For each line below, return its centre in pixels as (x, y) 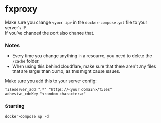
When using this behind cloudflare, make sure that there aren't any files (84, 66)
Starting (15, 106)
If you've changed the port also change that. (50, 33)
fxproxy (21, 9)
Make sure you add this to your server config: (51, 81)
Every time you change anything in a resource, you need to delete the (82, 56)
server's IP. (16, 27)
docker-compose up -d (27, 116)
